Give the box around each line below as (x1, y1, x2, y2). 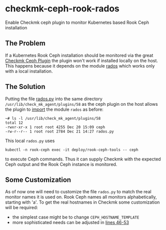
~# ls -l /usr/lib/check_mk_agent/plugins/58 (5, 116, 101, 121)
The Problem (5, 39, 46, 48)
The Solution (5, 82, 46, 91)
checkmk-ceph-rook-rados (5, 3, 120, 14)
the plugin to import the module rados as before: (5, 106, 104, 112)
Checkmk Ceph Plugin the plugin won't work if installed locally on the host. (5, 58, 159, 64)
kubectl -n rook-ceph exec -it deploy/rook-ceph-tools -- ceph (5, 147, 139, 152)
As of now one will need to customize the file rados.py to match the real (5, 189, 152, 195)
